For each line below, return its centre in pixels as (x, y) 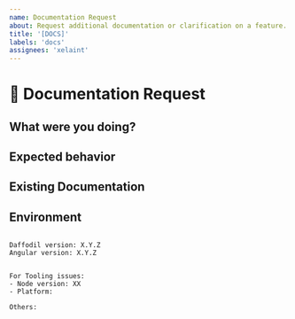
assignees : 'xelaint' (49, 51)
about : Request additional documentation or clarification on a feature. (148, 26)
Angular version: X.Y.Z (53, 253)
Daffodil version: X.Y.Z (55, 245)
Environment (46, 217)
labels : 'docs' (37, 42)
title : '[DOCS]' (39, 34)
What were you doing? (73, 126)
